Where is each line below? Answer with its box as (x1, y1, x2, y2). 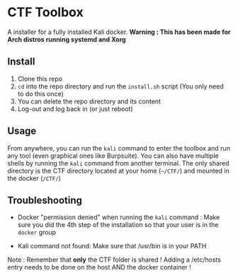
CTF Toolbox (7, 4, 84, 21)
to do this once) (17, 89, 64, 98)
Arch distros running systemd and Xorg (7, 35, 126, 43)
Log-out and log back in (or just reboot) (17, 104, 133, 113)
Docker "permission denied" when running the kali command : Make (17, 213, 220, 221)
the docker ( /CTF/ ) (7, 174, 62, 183)
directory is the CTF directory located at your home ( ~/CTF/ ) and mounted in (7, 166, 230, 175)
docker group (17, 228, 57, 237)
